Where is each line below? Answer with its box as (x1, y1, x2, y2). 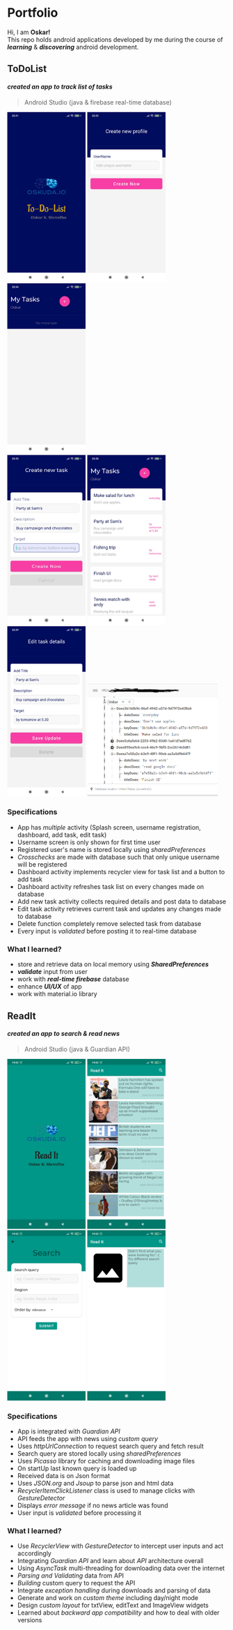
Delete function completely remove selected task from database (17, 919, 202, 928)
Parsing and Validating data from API (17, 1571, 124, 1580)
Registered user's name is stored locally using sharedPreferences (17, 845, 207, 853)
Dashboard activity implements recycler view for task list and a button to (17, 867, 225, 876)
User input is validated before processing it (17, 1509, 142, 1517)
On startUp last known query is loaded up (17, 1464, 137, 1472)
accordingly (17, 1549, 52, 1557)
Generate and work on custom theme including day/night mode (17, 1594, 199, 1602)
